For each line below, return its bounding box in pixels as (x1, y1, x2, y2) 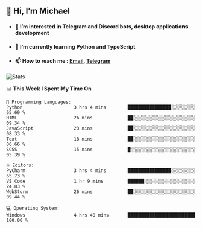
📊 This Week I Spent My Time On (6, 85, 92, 92)
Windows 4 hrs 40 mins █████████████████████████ (6, 212, 196, 218)
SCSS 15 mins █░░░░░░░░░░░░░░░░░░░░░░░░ (6, 146, 196, 153)
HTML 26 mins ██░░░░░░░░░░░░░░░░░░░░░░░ (6, 115, 196, 121)
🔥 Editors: (6, 162, 34, 168)
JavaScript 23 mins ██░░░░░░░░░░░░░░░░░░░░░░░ (6, 125, 196, 131)
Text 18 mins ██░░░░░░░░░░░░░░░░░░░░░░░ (6, 136, 196, 142)
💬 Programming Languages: (6, 99, 71, 105)
